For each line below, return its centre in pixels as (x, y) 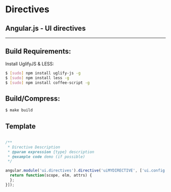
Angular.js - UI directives (46, 28)
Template (21, 126)
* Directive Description (34, 147)
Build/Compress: (33, 98)
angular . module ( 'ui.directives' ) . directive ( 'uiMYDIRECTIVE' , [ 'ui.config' (86, 171)
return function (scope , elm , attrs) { (51, 175)
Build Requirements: (38, 51)
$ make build (19, 110)
